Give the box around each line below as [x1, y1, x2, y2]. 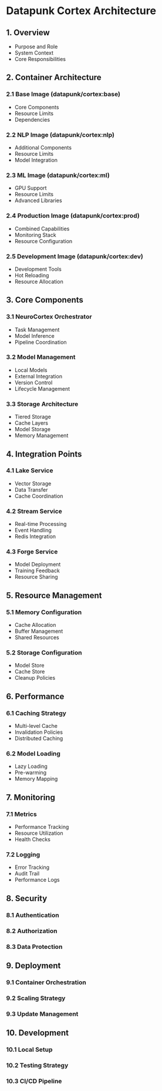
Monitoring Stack [14, 231, 57, 239]
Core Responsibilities [14, 56, 66, 62]
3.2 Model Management [6, 353, 76, 361]
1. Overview [6, 28, 50, 38]
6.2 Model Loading [6, 750, 60, 758]
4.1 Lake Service [6, 466, 53, 475]
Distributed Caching [14, 735, 63, 742]
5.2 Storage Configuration [6, 649, 82, 657]
